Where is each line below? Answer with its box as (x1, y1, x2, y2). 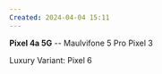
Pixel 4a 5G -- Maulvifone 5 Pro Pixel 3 (9, 37, 154, 48)
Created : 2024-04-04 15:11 (9, 12, 110, 22)
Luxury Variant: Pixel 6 (9, 54, 92, 65)
